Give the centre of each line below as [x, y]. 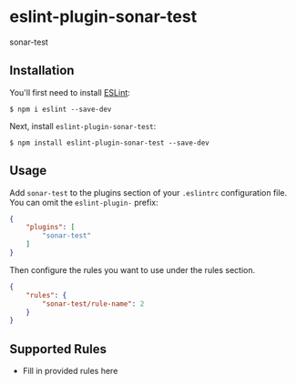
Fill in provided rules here [70, 371]
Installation [42, 71]
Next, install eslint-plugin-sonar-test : [83, 126]
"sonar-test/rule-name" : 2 [93, 304]
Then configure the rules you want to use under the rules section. [133, 269]
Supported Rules [58, 349]
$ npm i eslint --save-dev [61, 109]
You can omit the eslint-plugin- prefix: [84, 202]
